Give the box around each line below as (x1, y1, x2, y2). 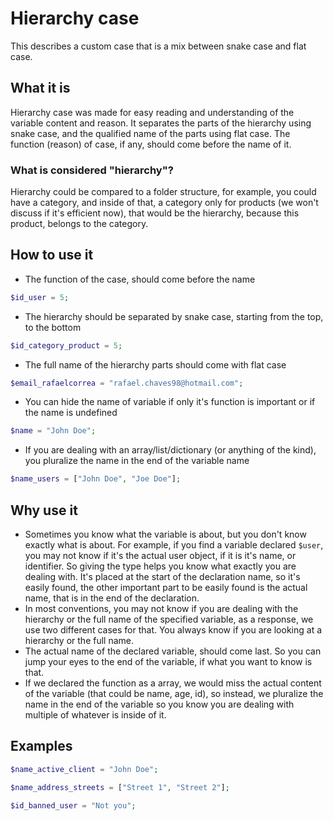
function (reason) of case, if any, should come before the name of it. (10, 138, 292, 150)
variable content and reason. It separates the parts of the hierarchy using (10, 117, 312, 129)
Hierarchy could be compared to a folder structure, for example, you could (10, 186, 317, 198)
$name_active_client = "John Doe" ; (10, 764, 159, 774)
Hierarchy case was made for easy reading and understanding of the (10, 106, 295, 118)
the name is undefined (24, 407, 118, 419)
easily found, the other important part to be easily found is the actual (24, 582, 308, 594)
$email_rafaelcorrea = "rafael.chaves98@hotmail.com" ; (10, 378, 244, 388)
